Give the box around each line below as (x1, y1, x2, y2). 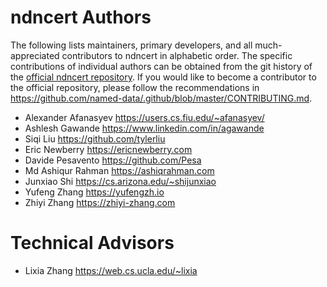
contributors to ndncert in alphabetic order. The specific (61, 49, 293, 61)
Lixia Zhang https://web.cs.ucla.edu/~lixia (24, 264, 198, 276)
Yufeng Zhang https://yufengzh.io (24, 186, 165, 198)
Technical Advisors (10, 232, 175, 255)
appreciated (10, 49, 60, 61)
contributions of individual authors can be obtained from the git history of (10, 60, 313, 72)
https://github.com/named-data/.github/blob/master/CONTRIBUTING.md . (10, 92, 313, 104)
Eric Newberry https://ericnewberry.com (24, 143, 193, 155)
